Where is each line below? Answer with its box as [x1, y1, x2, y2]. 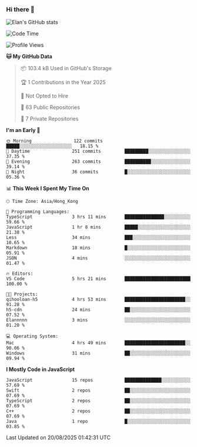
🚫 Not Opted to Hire [20, 93, 69, 100]
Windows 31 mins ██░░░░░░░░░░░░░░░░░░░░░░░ [6, 350, 191, 356]
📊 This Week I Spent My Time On [6, 185, 89, 192]
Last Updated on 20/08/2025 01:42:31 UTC [6, 434, 111, 441]
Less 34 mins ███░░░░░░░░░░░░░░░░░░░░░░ [6, 235, 191, 241]
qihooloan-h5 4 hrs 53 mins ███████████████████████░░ [6, 297, 191, 303]
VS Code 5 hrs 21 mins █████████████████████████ [6, 276, 191, 282]
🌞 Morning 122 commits [6, 138, 103, 144]
